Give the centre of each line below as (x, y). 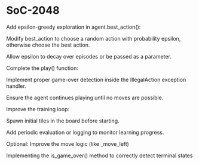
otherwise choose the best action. (48, 45)
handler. (16, 86)
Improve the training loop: (38, 109)
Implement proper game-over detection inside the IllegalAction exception (96, 80)
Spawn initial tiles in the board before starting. (63, 121)
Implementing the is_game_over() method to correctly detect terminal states (99, 155)
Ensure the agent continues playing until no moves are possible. (85, 97)
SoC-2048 (33, 10)
